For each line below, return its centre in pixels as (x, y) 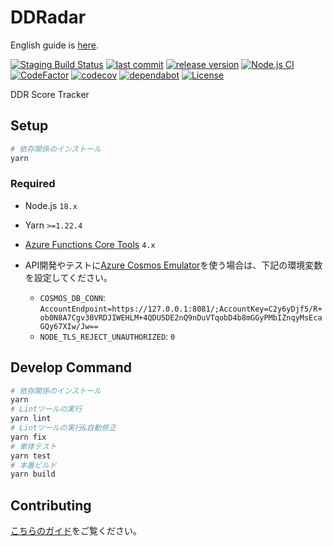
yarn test (31, 456)
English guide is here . (54, 45)
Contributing (51, 505)
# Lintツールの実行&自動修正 (63, 428)
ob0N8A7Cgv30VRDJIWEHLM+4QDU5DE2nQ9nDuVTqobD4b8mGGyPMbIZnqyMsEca (181, 317)
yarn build (33, 474)
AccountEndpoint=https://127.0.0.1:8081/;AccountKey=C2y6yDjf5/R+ (181, 309)
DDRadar (48, 17)
